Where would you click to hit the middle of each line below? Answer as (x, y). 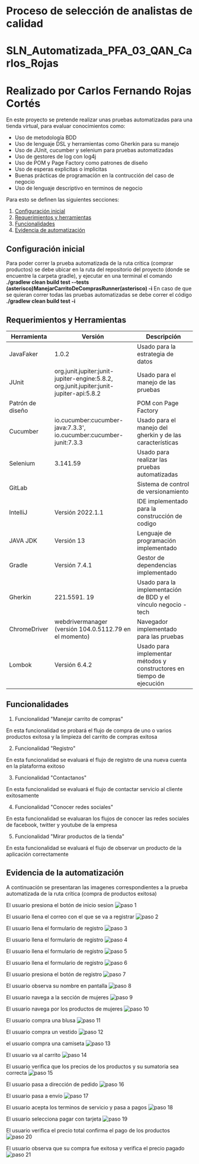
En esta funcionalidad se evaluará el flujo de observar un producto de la (94, 848)
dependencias (157, 565)
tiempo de (151, 676)
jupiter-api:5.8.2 (78, 393)
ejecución (151, 683)
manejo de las (156, 382)
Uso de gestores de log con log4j (55, 156)
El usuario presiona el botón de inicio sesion (60, 905)
